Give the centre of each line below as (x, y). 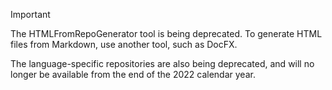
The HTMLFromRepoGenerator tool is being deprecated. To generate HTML (166, 33)
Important (30, 14)
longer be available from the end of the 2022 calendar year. (133, 74)
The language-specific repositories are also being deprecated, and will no (162, 63)
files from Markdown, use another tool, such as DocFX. (124, 44)
